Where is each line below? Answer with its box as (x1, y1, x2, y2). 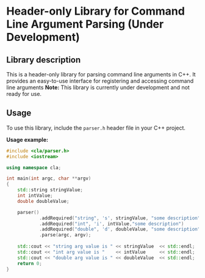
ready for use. (6, 90, 41, 97)
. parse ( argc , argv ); (38, 232, 92, 238)
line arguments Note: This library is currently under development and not (6, 84, 190, 91)
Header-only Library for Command (6, 4, 185, 18)
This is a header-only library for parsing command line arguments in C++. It (6, 71, 196, 78)
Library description (6, 54, 81, 65)
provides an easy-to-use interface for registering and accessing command (6, 78, 194, 84)
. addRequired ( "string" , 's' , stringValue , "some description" (38, 215, 201, 221)
